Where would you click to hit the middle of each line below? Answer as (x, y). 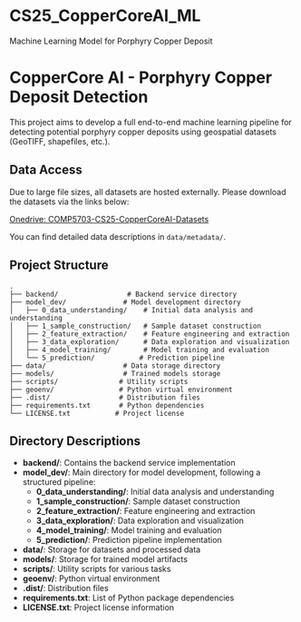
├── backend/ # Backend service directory (123, 294)
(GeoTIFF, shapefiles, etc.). (60, 141)
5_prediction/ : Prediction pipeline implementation (129, 540)
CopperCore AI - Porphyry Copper (141, 78)
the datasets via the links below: (69, 202)
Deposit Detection (79, 97)
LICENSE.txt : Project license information (98, 607)
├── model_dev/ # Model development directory (126, 302)
